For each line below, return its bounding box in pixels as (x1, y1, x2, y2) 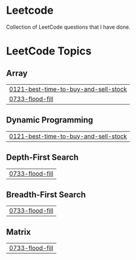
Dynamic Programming (6, 115, 93, 126)
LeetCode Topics (6, 44, 92, 58)
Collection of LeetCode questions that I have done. (6, 23, 131, 30)
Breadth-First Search (6, 189, 86, 200)
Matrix (6, 227, 31, 237)
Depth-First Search (6, 152, 79, 163)
